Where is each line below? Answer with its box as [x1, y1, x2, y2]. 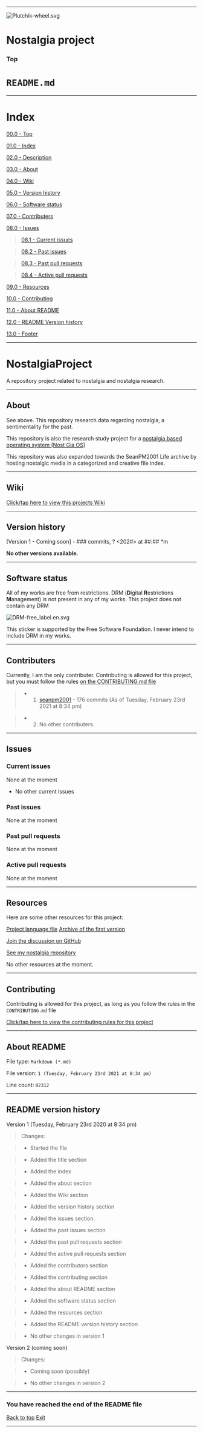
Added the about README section [30, 1285, 116, 1292]
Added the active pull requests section [30, 1250, 126, 1257]
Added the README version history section [30, 1320, 138, 1327]
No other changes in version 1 [30, 1332, 105, 1340]
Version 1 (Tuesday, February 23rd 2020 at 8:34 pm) [6, 1121, 137, 1128]
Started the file [30, 1144, 68, 1151]
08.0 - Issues [6, 224, 39, 231]
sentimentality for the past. [6, 423, 74, 430]
